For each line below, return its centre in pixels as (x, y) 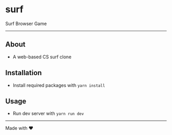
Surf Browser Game (26, 24)
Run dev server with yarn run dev (48, 114)
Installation (24, 73)
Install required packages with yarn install (59, 85)
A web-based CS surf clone (42, 57)
